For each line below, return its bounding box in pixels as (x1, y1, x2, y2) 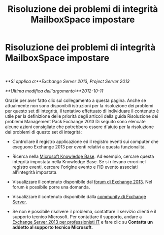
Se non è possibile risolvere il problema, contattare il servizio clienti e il (12, 208, 157, 214)
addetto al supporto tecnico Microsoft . (12, 224, 93, 230)
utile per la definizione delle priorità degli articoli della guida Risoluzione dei (5, 113, 159, 119)
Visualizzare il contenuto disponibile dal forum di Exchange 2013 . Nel (12, 179, 153, 185)
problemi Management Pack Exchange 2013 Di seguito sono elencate (5, 118, 146, 124)
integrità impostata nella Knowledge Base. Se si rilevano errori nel (12, 158, 146, 164)
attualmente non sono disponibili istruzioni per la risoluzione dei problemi (5, 102, 154, 108)
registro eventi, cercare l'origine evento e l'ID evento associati (12, 164, 138, 170)
